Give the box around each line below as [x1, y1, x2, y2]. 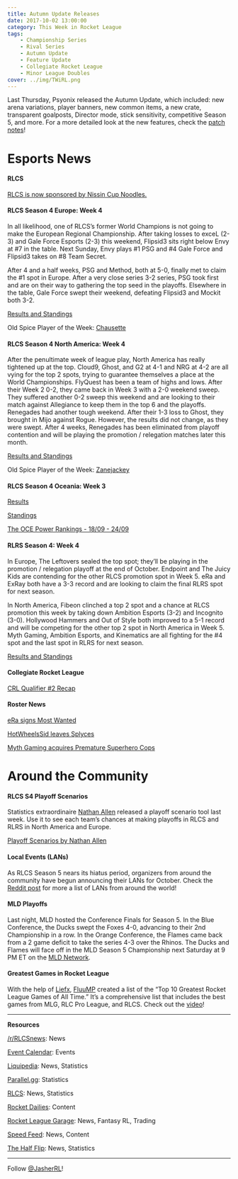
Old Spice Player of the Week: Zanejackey [7, 465, 130, 474]
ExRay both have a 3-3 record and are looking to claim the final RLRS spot [7, 579, 223, 588]
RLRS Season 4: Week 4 [7, 541, 79, 549]
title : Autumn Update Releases [7, 10, 100, 18]
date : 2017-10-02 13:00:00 [7, 17, 87, 24]
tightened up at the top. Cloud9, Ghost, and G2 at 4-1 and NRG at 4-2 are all [7, 363, 229, 372]
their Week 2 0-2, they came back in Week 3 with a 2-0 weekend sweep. [7, 385, 220, 394]
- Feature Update [20, 57, 72, 64]
